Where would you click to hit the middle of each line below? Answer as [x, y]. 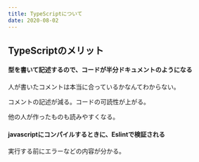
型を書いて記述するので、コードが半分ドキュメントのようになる [100, 70]
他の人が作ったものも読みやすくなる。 [63, 117]
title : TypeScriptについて [45, 14]
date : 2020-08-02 [33, 20]
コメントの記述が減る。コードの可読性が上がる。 [79, 102]
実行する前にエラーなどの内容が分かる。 [66, 151]
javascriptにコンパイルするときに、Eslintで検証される [87, 134]
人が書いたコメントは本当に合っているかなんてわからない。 [94, 87]
